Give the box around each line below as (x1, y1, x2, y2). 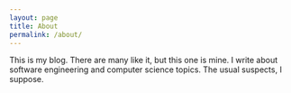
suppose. (9, 74, 44, 85)
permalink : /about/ (9, 30, 83, 39)
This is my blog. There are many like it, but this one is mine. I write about (9, 55, 277, 66)
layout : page (9, 13, 59, 23)
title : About (9, 22, 59, 31)
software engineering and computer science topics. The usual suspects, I (9, 64, 282, 75)
